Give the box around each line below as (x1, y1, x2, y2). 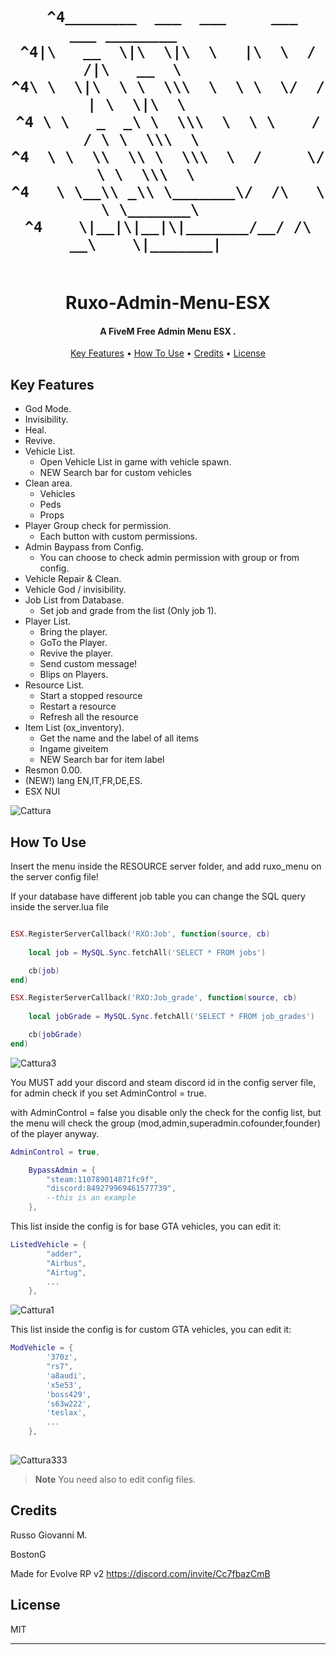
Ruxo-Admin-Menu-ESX (65, 292, 271, 314)
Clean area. (24, 477, 73, 489)
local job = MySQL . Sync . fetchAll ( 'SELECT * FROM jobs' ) (28, 947, 267, 958)
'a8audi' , (46, 1370, 87, 1381)
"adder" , (46, 1249, 83, 1259)
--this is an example (46, 1193, 137, 1203)
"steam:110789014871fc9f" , (46, 1174, 159, 1184)
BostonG (10, 1548, 47, 1560)
